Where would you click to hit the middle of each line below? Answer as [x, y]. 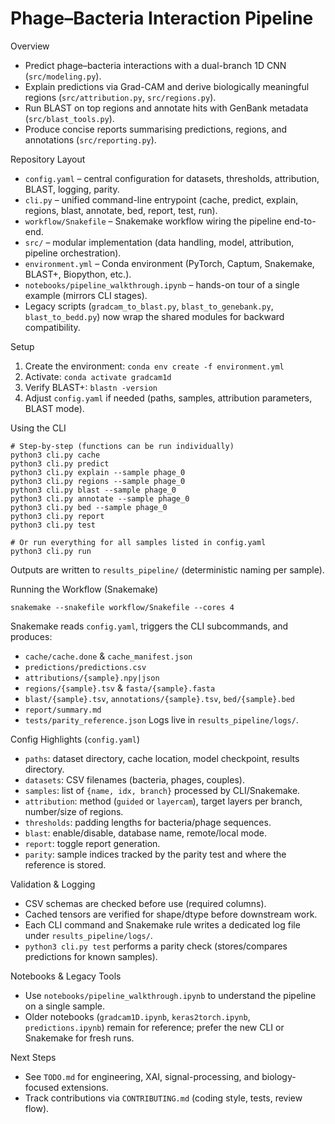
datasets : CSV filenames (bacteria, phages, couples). [134, 779]
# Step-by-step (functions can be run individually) [122, 446]
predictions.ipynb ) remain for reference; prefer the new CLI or [154, 1027]
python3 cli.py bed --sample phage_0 [89, 507]
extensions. [85, 1087]
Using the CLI [38, 428]
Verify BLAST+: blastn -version [91, 387]
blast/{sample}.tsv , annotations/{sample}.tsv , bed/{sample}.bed [159, 698]
